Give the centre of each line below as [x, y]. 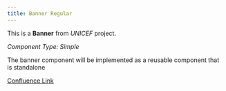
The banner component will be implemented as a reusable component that [113, 60]
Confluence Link [30, 81]
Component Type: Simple [43, 46]
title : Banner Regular [40, 13]
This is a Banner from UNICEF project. [62, 33]
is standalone [26, 67]
